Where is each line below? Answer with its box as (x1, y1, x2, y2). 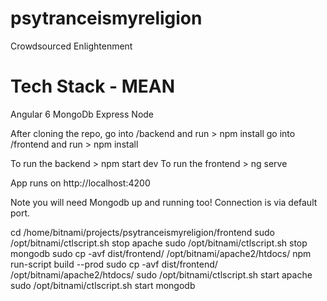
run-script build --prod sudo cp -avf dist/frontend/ (10, 258, 218, 270)
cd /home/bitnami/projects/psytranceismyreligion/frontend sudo (10, 226, 275, 238)
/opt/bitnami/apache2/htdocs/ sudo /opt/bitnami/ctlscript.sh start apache (10, 268, 313, 281)
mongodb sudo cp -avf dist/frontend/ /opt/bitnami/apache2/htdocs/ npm (10, 247, 312, 259)
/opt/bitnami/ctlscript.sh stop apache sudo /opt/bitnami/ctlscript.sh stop (10, 237, 308, 249)
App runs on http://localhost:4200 (10, 177, 151, 189)
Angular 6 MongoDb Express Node (10, 108, 155, 120)
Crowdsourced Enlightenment (10, 40, 133, 52)
